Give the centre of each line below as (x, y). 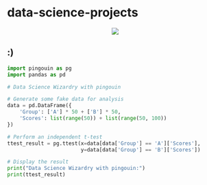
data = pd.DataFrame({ (39, 106)
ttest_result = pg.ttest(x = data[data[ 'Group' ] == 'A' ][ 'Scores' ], (104, 143)
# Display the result (38, 162)
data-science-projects (73, 13)
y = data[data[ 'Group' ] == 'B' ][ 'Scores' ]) (141, 150)
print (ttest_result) (37, 175)
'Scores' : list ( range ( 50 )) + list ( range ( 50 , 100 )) (93, 118)
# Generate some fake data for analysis (66, 99)
